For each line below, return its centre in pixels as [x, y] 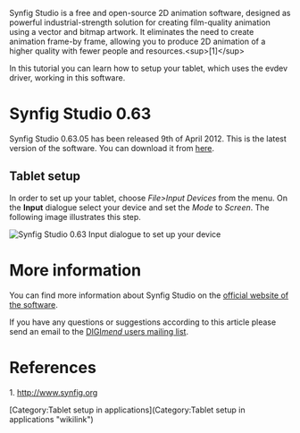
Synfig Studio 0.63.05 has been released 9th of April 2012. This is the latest [148, 139]
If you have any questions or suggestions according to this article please [143, 322]
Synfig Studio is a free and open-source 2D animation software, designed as [150, 13]
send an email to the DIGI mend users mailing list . [99, 331]
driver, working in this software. [67, 78]
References [53, 367]
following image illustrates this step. [75, 216]
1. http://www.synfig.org [54, 392]
